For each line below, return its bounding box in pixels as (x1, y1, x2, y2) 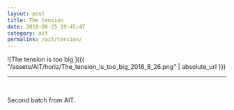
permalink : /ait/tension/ (7, 36, 82, 43)
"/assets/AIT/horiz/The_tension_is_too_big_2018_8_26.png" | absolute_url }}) (7, 63, 226, 71)
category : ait (7, 29, 49, 37)
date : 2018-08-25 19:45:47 (7, 23, 86, 30)
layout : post (7, 10, 45, 17)
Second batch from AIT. (7, 96, 76, 104)
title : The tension (7, 17, 64, 24)
